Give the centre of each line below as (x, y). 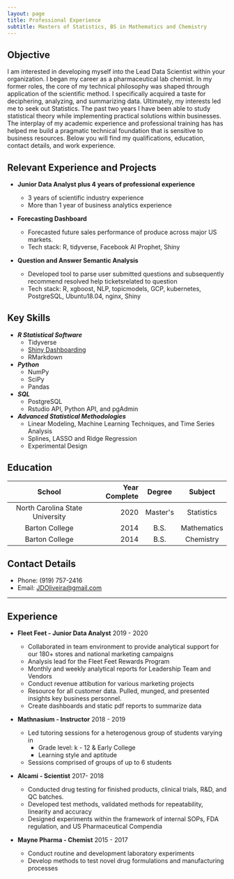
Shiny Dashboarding (57, 350)
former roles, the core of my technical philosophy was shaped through (108, 86)
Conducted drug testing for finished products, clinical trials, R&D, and (127, 789)
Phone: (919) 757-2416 (50, 581)
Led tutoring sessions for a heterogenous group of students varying (125, 733)
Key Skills (29, 318)
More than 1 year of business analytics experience (100, 205)
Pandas (39, 387)
